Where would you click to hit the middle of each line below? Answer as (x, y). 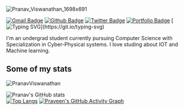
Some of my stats (39, 69)
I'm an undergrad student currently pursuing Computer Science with (89, 38)
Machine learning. (28, 51)
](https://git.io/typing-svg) (72, 27)
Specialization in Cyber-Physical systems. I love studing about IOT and (92, 44)
